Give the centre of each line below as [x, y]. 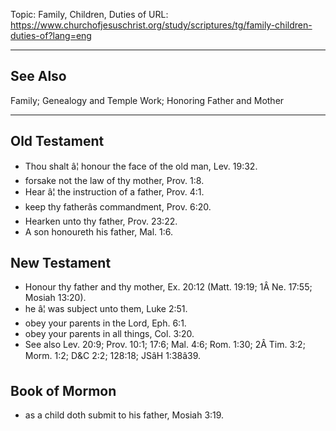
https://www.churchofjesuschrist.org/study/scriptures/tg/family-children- [161, 25]
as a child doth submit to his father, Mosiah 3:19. [124, 415]
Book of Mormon [63, 390]
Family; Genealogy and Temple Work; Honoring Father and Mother [147, 100]
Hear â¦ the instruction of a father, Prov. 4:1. [114, 191]
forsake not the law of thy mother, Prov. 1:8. [114, 180]
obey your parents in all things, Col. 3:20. [109, 334]
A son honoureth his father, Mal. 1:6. [99, 231]
